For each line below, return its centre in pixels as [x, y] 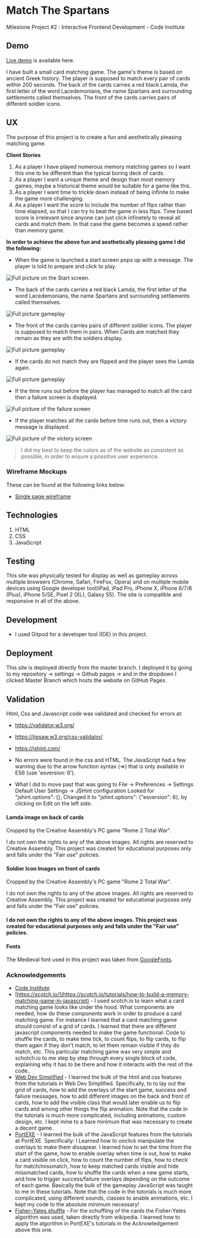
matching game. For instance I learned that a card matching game [96, 1020]
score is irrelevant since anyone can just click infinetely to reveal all [98, 217]
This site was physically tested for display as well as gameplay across [92, 576]
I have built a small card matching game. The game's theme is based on [95, 72]
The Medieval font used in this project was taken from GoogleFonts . [90, 959]
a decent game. [34, 1128]
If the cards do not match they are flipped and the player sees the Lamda [104, 361]
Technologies [32, 515]
